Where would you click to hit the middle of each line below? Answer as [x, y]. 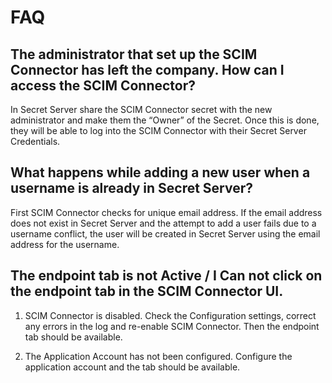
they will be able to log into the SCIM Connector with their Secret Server [158, 130]
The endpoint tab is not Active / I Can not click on [166, 276]
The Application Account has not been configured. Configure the [158, 356]
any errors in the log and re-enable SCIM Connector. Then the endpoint [172, 326]
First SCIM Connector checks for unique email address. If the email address [166, 212]
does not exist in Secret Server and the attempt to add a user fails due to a [163, 223]
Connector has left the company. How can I [147, 69]
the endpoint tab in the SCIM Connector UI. [147, 291]
